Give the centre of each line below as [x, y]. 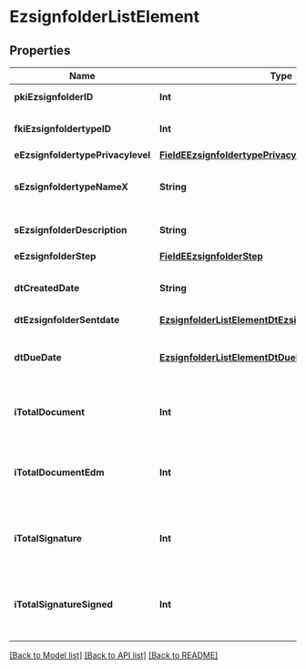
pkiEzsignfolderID [54, 97]
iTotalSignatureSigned [64, 604]
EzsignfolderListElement [105, 17]
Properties [40, 51]
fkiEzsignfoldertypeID [63, 129]
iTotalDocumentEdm [59, 472]
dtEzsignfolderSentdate [67, 320]
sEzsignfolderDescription [71, 230]
